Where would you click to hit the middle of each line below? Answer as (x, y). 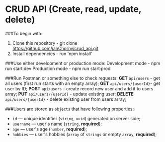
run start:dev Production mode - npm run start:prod (58, 69)
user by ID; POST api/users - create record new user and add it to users (79, 88)
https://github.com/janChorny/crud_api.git (55, 48)
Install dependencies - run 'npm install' (52, 54)
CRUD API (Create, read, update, (73, 9)
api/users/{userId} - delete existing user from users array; (66, 99)
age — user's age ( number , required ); (50, 129)
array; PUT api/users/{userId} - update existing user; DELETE (70, 94)
